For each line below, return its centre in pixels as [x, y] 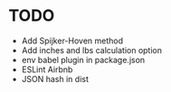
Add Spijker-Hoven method [72, 41]
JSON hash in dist [55, 78]
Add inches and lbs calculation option [91, 50]
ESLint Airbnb [47, 69]
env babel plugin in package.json [83, 60]
